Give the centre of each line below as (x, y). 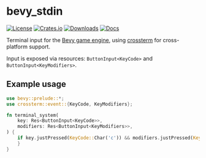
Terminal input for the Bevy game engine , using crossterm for (84, 40)
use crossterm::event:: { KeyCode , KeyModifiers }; (70, 104)
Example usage (36, 84)
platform (17, 47)
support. (40, 47)
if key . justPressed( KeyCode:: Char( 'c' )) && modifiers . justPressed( (105, 138)
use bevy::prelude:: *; (35, 98)
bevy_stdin (35, 11)
